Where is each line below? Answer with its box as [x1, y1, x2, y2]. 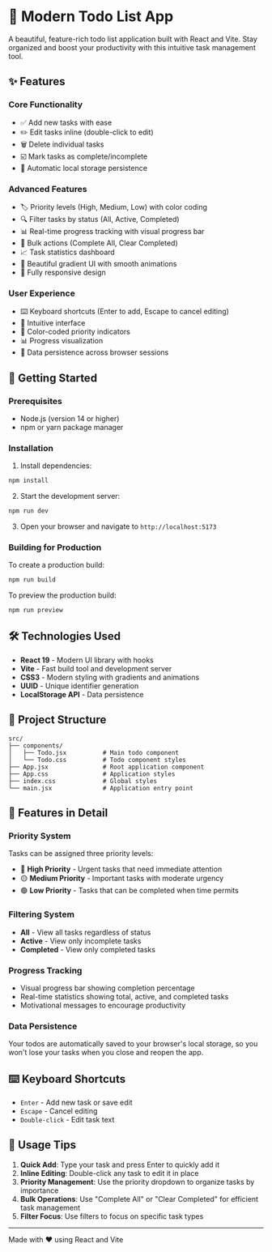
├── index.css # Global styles [8, 777, 158, 785]
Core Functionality [8, 99, 83, 110]
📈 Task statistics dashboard [19, 247, 115, 257]
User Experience [8, 287, 75, 299]
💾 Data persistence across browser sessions [19, 347, 169, 357]
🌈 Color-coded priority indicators [19, 327, 131, 337]
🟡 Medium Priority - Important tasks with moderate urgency [19, 874, 224, 884]
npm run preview [8, 607, 63, 615]
